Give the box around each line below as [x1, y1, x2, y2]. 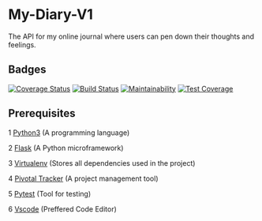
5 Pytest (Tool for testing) [8, 189, 92, 198]
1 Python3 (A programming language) [8, 128, 130, 137]
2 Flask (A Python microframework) [8, 143, 124, 152]
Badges [8, 63, 47, 77]
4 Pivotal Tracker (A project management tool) [8, 174, 159, 183]
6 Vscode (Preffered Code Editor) [8, 204, 117, 214]
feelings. [8, 39, 37, 49]
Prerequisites [8, 107, 76, 120]
